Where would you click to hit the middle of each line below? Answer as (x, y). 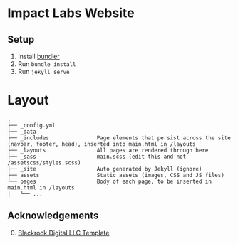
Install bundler (38, 56)
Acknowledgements (53, 216)
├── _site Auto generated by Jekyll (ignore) (105, 169)
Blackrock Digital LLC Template (63, 233)
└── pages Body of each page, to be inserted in (110, 181)
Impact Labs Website (71, 13)
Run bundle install (47, 64)
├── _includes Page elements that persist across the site (119, 138)
